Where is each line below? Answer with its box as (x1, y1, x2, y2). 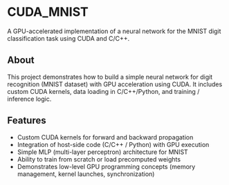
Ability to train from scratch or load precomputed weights (17, 155, 181, 163)
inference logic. (7, 95, 52, 103)
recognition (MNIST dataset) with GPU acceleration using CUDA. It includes (7, 80, 223, 88)
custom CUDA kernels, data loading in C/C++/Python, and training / (7, 87, 200, 95)
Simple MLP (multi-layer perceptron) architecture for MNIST (17, 148, 188, 156)
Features (7, 115, 46, 126)
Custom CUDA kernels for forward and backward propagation (17, 133, 194, 142)
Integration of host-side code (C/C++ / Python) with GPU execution (17, 140, 210, 148)
